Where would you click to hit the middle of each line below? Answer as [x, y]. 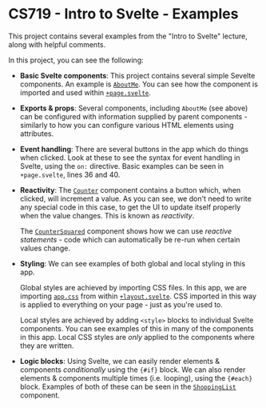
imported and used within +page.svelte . [85, 92]
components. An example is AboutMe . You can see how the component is [139, 84]
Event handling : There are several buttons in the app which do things [134, 149]
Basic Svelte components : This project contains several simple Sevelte [137, 75]
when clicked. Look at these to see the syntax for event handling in [130, 158]
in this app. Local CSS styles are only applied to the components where [137, 337]
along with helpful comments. [57, 44]
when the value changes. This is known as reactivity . [107, 215]
